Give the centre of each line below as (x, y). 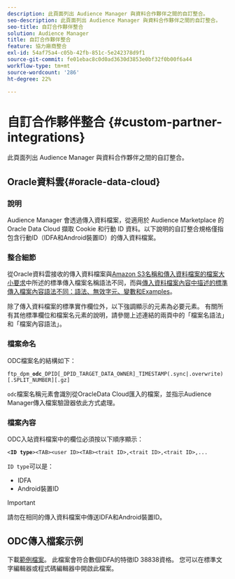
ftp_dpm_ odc (24, 374)
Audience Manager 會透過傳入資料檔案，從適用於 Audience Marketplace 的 (116, 220)
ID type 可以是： (31, 466)
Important (21, 503)
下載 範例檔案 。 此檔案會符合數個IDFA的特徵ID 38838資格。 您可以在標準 (112, 559)
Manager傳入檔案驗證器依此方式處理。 (63, 402)
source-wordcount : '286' (43, 72)
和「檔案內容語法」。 (36, 324)
